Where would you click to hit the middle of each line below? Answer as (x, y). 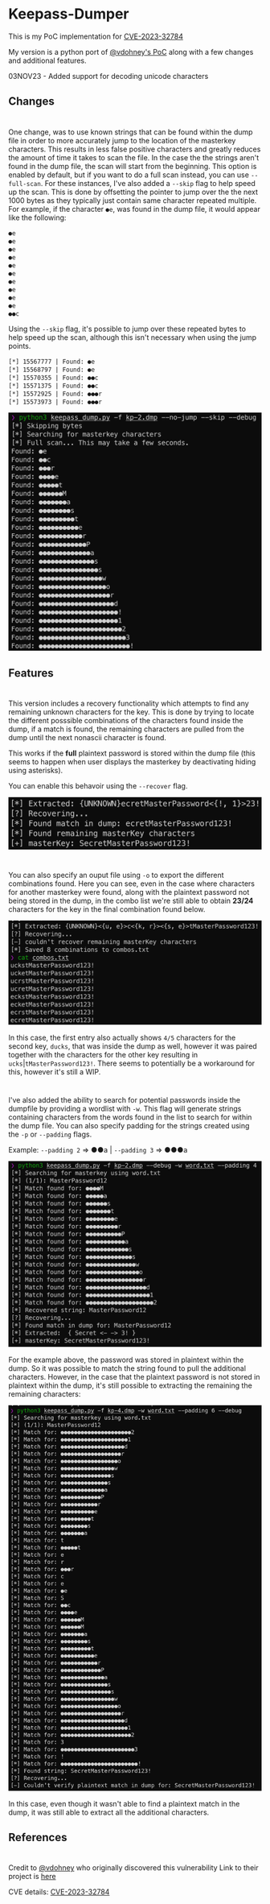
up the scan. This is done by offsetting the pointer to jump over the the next (133, 192)
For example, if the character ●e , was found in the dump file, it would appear (135, 209)
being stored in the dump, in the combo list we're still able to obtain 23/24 (131, 901)
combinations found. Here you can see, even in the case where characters (132, 884)
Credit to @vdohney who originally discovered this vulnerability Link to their (133, 1868)
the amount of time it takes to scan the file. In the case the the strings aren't (134, 157)
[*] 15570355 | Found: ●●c (53, 378)
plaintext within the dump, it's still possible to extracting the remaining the (131, 1385)
